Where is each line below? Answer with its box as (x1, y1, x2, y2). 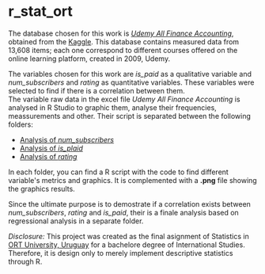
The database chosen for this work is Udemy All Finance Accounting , (8, 29, 234, 38)
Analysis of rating (19, 151, 78, 161)
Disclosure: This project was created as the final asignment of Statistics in (8, 231, 249, 241)
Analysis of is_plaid (19, 143, 83, 153)
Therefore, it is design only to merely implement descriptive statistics (8, 248, 233, 257)
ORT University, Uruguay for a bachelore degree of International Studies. (8, 240, 245, 249)
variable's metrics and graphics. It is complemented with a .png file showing (8, 175, 257, 185)
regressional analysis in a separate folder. (8, 216, 144, 226)
